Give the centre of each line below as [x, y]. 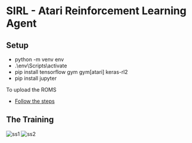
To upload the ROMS [31, 90]
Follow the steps [35, 101]
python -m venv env [39, 59]
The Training [30, 120]
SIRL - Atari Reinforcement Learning [96, 11]
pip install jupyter [36, 78]
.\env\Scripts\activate [41, 66]
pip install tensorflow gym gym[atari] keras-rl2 [71, 72]
